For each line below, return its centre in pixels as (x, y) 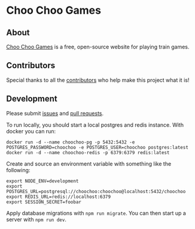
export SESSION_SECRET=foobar (44, 202)
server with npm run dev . (36, 219)
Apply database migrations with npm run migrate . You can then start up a (96, 213)
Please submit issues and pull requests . (55, 113)
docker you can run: (31, 131)
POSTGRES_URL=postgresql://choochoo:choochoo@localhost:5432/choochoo (96, 191)
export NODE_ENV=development (42, 181)
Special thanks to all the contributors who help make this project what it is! (98, 80)
